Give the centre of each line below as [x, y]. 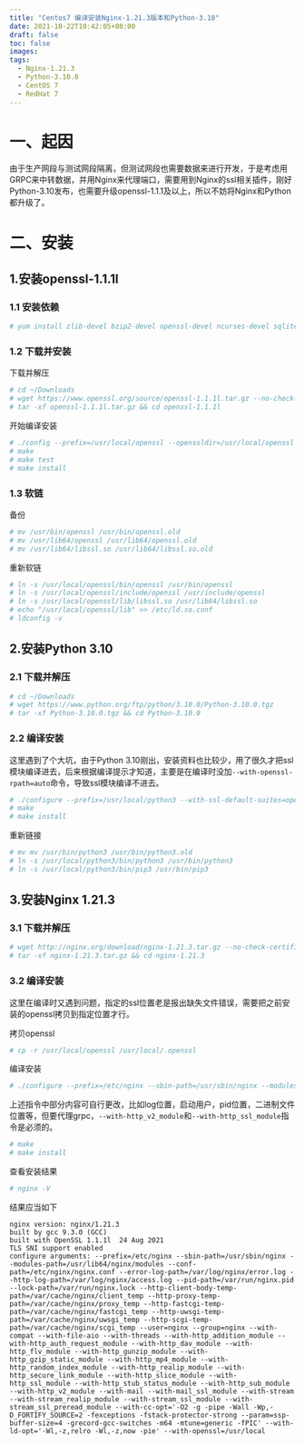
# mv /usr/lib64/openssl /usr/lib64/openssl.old [103, 540]
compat [22, 1335]
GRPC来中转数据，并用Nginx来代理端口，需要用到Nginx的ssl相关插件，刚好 [151, 180]
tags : [20, 60]
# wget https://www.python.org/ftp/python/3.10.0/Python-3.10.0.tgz [142, 705]
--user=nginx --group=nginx [192, 1328]
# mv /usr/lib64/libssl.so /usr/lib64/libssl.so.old [111, 549]
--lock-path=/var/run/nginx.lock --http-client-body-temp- [123, 1288]
